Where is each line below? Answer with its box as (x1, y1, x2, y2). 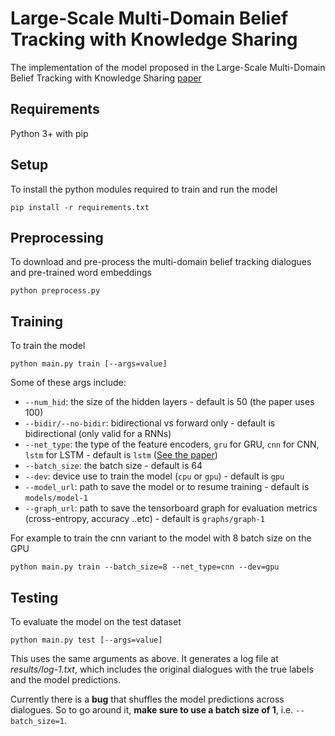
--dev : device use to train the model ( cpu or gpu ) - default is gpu (24, 470, 285, 482)
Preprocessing (10, 229, 104, 246)
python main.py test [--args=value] (10, 635, 163, 645)
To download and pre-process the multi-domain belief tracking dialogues (10, 256, 312, 268)
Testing (10, 589, 59, 606)
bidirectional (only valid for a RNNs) (24, 428, 172, 440)
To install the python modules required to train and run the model (10, 183, 278, 195)
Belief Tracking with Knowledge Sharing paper (10, 72, 202, 84)
